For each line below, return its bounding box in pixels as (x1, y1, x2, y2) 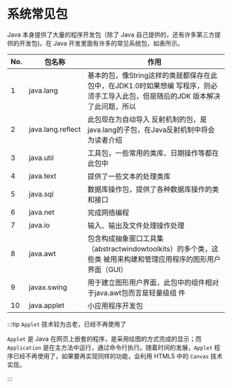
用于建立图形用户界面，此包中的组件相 (87, 278, 213, 287)
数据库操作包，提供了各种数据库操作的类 (87, 184, 220, 194)
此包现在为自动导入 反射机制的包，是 (87, 115, 207, 124)
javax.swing (28, 282, 68, 292)
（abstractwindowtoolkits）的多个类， (87, 244, 212, 253)
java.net (28, 207, 55, 217)
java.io (28, 220, 50, 230)
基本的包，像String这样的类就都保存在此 (87, 70, 217, 80)
